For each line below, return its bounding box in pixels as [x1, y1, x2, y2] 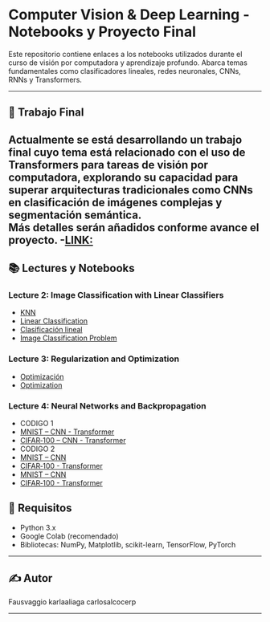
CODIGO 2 [19, 444, 55, 453]
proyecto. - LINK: [8, 233, 94, 246]
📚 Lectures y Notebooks [8, 262, 135, 275]
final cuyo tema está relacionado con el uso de [8, 145, 246, 159]
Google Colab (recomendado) [19, 531, 119, 541]
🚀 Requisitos [8, 502, 72, 515]
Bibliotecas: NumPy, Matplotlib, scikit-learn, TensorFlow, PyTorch [19, 539, 236, 549]
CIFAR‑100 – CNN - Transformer [19, 436, 126, 445]
